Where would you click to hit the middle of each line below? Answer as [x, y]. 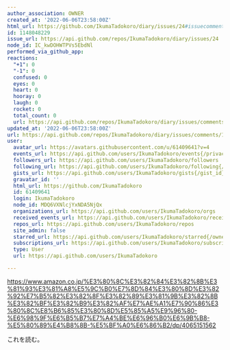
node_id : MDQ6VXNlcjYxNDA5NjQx [58, 205]
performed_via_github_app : [46, 52]
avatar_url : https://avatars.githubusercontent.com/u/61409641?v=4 [112, 148]
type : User [29, 250]
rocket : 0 [27, 109]
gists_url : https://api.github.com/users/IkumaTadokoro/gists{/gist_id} [119, 173]
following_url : [35, 166]
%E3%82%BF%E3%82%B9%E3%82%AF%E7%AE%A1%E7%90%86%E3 [113, 303]
